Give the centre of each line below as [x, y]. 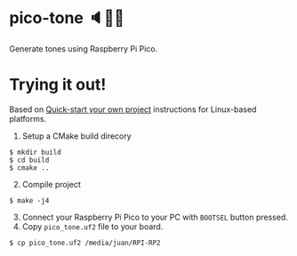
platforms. [28, 118]
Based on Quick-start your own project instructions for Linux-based [133, 109]
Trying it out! [58, 85]
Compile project [52, 184]
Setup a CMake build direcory [76, 136]
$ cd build [29, 160]
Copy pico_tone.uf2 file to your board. [92, 226]
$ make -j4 [29, 200]
